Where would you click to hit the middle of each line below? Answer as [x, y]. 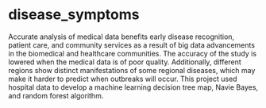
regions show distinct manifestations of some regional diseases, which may [132, 70]
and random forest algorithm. [56, 95]
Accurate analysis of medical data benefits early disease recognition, [121, 37]
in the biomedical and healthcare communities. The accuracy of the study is [132, 53]
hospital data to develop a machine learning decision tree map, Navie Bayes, [133, 87]
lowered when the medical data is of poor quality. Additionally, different [125, 62]
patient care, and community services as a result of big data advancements [132, 44]
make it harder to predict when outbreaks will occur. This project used [123, 79]
